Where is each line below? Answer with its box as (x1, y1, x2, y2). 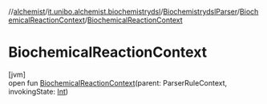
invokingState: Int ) (8, 86, 69, 96)
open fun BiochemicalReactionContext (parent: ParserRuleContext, (8, 78, 228, 87)
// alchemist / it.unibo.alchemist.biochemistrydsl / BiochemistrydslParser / (8, 7, 241, 16)
